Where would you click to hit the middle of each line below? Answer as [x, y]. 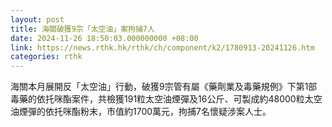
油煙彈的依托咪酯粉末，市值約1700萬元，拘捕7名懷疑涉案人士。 [141, 112]
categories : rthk [46, 57]
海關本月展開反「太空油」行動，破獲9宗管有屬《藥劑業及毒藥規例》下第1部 [164, 87]
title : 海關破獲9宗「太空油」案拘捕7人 [82, 29]
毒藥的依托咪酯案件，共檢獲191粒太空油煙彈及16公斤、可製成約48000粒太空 [166, 99]
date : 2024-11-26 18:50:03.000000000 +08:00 [104, 38]
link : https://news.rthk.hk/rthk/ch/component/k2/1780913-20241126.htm [162, 47]
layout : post [37, 19]
